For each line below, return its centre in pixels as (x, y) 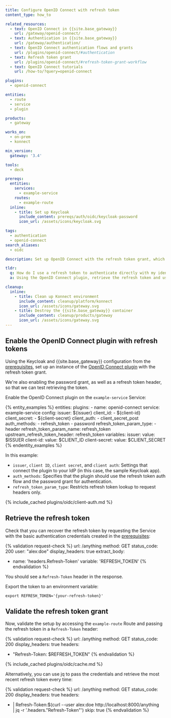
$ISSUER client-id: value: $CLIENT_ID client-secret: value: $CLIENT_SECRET (85, 439)
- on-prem (20, 137)
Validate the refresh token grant (57, 611)
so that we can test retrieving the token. (47, 387)
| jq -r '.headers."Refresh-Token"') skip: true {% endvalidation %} (81, 710)
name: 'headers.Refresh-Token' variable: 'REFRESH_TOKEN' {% (79, 561)
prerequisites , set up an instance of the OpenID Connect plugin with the (80, 366)
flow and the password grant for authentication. (63, 481)
